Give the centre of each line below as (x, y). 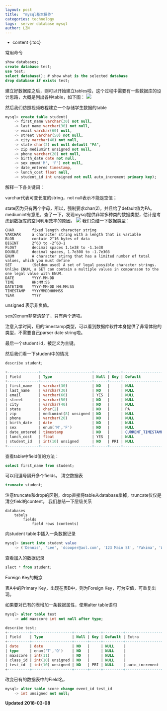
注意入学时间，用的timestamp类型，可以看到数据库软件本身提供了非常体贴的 (83, 326)
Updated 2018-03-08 (28, 703)
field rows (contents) (55, 524)
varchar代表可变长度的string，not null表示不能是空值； (61, 197)
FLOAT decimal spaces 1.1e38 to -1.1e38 (54, 247)
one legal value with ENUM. (34, 273)
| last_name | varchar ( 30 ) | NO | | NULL (70, 391)
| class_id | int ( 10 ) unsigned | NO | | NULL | (65, 660)
